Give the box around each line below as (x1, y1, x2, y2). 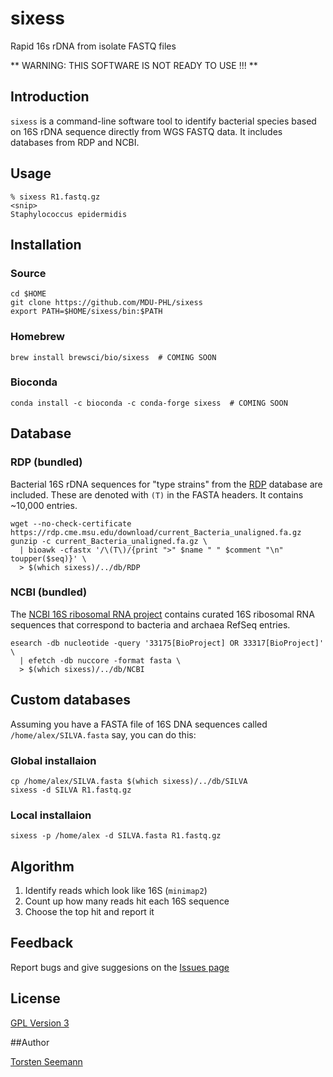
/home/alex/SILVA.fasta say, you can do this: (10, 728, 197, 741)
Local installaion (10, 808, 92, 822)
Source (10, 266, 47, 280)
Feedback (10, 935, 74, 952)
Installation (10, 236, 82, 253)
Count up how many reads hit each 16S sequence (24, 895, 230, 907)
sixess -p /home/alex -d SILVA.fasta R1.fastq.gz (10, 831, 222, 841)
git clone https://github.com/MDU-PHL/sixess (10, 298, 203, 308)
